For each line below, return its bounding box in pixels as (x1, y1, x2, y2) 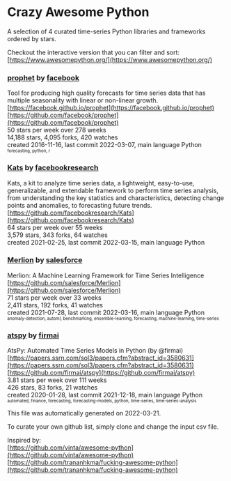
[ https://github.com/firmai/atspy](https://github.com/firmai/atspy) (7, 369, 196, 377)
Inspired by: (7, 436, 42, 445)
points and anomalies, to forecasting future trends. (7, 201, 152, 209)
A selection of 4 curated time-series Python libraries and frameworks (7, 27, 206, 36)
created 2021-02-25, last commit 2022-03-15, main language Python (7, 238, 205, 246)
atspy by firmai (7, 330, 59, 340)
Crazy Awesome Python (7, 4, 150, 20)
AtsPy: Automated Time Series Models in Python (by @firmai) (7, 346, 184, 355)
